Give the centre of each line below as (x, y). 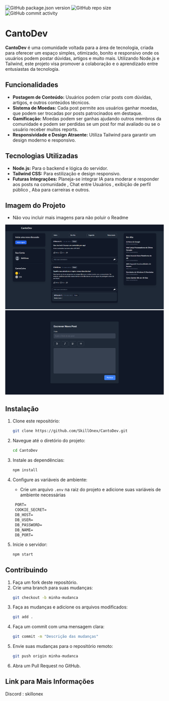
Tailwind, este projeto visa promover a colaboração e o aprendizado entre (82, 64)
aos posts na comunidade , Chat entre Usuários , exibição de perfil (81, 184)
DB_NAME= (24, 530)
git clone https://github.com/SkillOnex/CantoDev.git (70, 431)
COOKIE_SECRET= (31, 510)
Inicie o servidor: (30, 544)
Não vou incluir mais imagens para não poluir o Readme (70, 218)
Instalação (22, 409)
